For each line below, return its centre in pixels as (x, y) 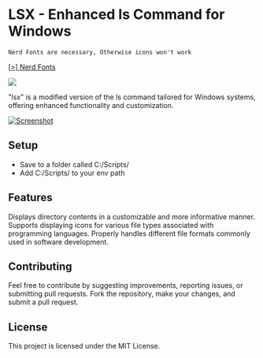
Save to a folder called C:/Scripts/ (74, 164)
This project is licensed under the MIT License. (84, 346)
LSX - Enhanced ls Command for (117, 15)
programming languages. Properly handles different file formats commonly (129, 233)
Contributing (40, 266)
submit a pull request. (43, 302)
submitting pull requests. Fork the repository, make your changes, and (122, 294)
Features (30, 198)
